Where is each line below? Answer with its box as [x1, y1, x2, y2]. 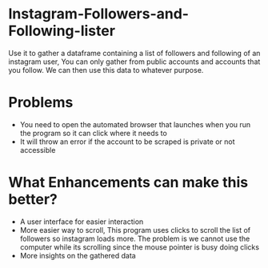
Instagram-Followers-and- [8, 5, 190, 23]
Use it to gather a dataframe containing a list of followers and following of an [8, 48, 261, 58]
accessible [19, 145, 56, 154]
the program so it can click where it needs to [19, 128, 168, 138]
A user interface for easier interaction [19, 217, 144, 226]
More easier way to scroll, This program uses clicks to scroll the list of [19, 225, 250, 234]
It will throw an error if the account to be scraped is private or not [19, 137, 235, 146]
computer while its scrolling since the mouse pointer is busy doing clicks [19, 242, 260, 252]
